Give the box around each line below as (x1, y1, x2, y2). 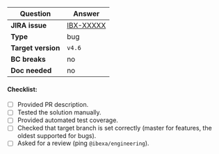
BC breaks (10, 55, 47, 64)
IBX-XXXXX (67, 21, 106, 30)
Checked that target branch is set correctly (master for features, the (17, 124, 212, 132)
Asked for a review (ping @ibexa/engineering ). (17, 139, 149, 148)
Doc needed (10, 66, 52, 75)
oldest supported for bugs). (17, 132, 97, 140)
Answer (72, 9, 100, 18)
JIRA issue (10, 21, 47, 30)
